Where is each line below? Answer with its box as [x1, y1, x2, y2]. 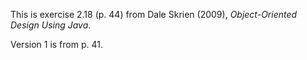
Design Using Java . [10, 19, 92, 31]
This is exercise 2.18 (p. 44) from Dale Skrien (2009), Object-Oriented [10, 9, 298, 20]
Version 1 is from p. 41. [10, 39, 103, 50]
